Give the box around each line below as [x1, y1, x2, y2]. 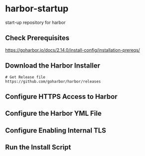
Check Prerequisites [5, 34, 70, 42]
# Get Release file [5, 75, 46, 79]
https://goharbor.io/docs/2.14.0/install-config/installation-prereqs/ [5, 47, 140, 53]
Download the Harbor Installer [5, 62, 100, 70]
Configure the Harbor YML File [5, 109, 102, 118]
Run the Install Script [5, 143, 71, 152]
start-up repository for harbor [5, 19, 66, 25]
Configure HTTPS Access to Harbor [5, 92, 118, 101]
